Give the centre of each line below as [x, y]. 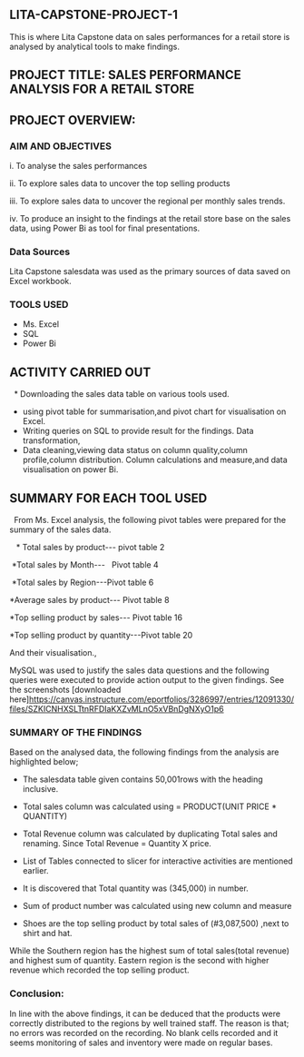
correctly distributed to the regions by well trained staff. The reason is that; [149, 1023]
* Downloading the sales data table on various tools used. [121, 394]
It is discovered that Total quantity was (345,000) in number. [136, 888]
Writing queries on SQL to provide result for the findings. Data [138, 431]
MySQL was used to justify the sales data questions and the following [139, 670]
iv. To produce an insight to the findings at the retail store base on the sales [150, 218]
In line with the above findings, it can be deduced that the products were [145, 1013]
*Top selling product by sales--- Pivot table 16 [96, 617]
